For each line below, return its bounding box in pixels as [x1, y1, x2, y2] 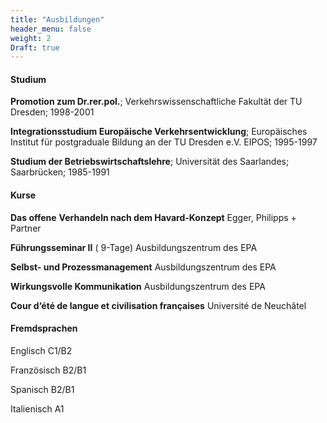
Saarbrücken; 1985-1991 [10, 166, 110, 178]
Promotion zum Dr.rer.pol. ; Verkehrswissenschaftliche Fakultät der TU [10, 96, 303, 108]
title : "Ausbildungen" [10, 14, 105, 25]
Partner [10, 222, 42, 234]
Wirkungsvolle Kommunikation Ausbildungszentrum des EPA [10, 280, 266, 292]
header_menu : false [10, 24, 92, 34]
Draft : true [10, 42, 60, 53]
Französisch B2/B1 [10, 364, 87, 376]
